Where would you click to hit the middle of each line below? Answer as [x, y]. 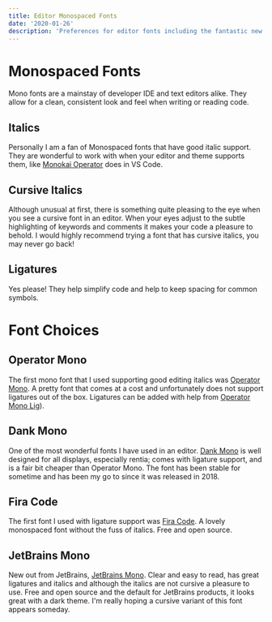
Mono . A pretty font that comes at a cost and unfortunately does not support [136, 388]
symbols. [23, 298]
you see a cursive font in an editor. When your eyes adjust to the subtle [127, 218]
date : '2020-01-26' [41, 24]
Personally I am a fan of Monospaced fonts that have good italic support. [130, 148]
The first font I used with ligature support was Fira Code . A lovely [117, 521]
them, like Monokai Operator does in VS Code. [86, 165]
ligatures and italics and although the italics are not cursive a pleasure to [129, 584]
